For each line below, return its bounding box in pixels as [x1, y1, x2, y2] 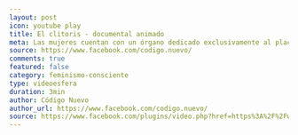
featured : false [9, 63, 69, 72]
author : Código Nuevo [9, 95, 90, 105]
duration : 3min [9, 87, 66, 96]
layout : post [9, 12, 58, 22]
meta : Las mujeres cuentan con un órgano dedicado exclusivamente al [9, 37, 272, 47]
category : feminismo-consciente [9, 71, 129, 80]
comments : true [9, 54, 66, 63]
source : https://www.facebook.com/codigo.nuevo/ [9, 46, 192, 55]
